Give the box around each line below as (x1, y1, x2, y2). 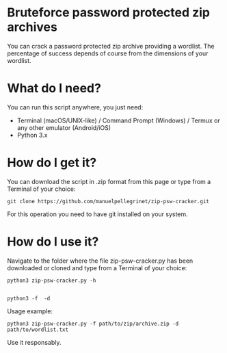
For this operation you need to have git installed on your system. (7, 210, 188, 218)
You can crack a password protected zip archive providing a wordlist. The (7, 42, 215, 50)
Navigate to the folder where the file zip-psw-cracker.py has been (7, 257, 193, 265)
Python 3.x (16, 131, 48, 139)
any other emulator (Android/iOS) (16, 123, 111, 131)
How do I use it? (7, 234, 99, 249)
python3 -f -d (7, 295, 51, 302)
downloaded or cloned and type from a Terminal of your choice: (7, 263, 187, 272)
